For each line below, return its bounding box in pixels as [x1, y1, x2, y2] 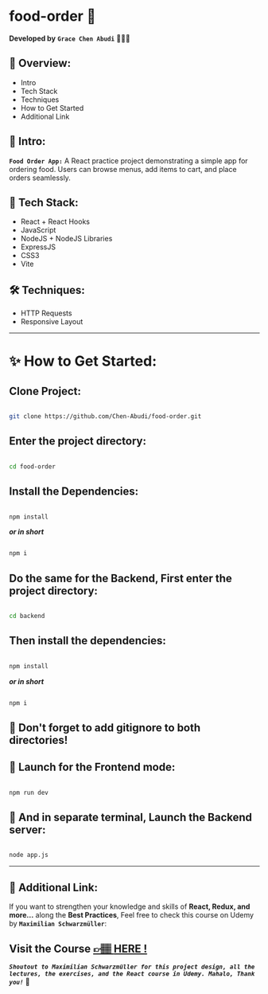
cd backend [9, 612, 45, 620]
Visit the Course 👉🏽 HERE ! [9, 941, 148, 955]
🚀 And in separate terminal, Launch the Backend [9, 811, 253, 824]
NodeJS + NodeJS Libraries [20, 234, 113, 244]
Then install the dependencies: [9, 634, 166, 648]
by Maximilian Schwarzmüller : [9, 919, 107, 929]
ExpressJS [20, 242, 56, 252]
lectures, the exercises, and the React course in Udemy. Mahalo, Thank [9, 969, 255, 978]
